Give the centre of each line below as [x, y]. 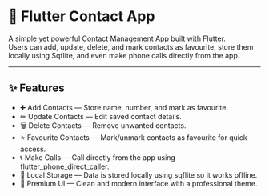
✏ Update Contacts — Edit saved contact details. [100, 116]
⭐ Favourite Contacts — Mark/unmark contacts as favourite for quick [134, 137]
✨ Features [36, 88]
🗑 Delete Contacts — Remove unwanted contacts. [103, 125]
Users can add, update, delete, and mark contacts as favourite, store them [131, 46]
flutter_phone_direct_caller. [64, 166]
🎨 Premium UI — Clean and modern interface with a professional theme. [139, 183]
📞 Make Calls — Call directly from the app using [98, 157]
